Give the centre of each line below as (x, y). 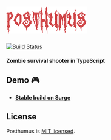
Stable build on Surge (43, 98)
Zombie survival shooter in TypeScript (55, 60)
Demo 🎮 (23, 80)
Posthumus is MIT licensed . (41, 131)
